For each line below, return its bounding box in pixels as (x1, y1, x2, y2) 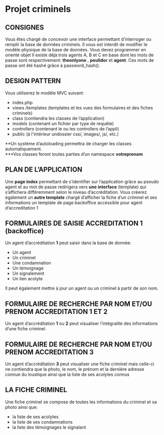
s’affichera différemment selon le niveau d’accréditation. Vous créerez (5, 189, 147, 195)
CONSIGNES (5, 23, 44, 32)
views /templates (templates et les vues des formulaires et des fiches (12, 105, 153, 111)
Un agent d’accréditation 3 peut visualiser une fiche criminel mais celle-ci (5, 361, 154, 367)
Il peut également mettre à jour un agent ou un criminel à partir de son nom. (5, 285, 159, 291)
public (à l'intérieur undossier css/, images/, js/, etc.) (12, 131, 119, 137)
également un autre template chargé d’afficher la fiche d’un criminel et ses (5, 194, 158, 200)
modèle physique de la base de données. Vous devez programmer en (5, 47, 146, 52)
